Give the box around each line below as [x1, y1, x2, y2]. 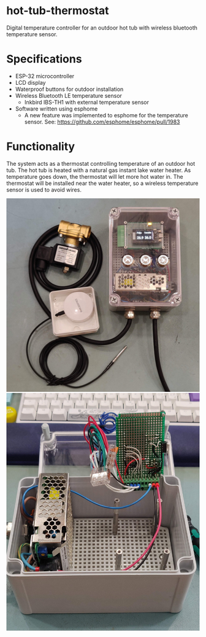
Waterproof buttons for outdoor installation [15, 85, 124, 93]
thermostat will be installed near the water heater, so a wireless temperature [6, 179, 199, 187]
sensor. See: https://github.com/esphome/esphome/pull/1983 [24, 118, 180, 125]
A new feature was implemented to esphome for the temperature [24, 111, 188, 119]
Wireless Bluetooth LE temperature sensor [15, 92, 123, 99]
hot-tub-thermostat [6, 4, 109, 18]
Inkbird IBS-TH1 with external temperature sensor [24, 98, 149, 106]
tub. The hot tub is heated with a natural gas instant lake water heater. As [6, 166, 191, 174]
